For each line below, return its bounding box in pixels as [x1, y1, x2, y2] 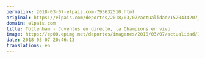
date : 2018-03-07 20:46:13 [6, 37, 75, 43]
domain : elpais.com [6, 20, 56, 26]
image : [6, 31, 23, 37]
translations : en [6, 43, 51, 49]
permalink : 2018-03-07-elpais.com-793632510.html [6, 8, 135, 15]
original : [6, 14, 32, 21]
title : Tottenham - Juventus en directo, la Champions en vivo [6, 25, 171, 32]
